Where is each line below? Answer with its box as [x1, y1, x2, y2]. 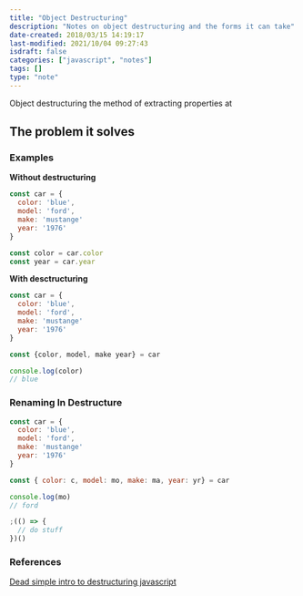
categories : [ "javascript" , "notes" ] [9, 56, 153, 65]
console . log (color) [9, 366, 84, 375]
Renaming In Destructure [9, 396, 123, 409]
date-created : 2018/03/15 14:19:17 [9, 30, 145, 39]
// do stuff [17, 526, 64, 535]
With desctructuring [9, 273, 88, 284]
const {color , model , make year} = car [9, 350, 161, 359]
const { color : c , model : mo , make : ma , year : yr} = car [9, 476, 230, 485]
